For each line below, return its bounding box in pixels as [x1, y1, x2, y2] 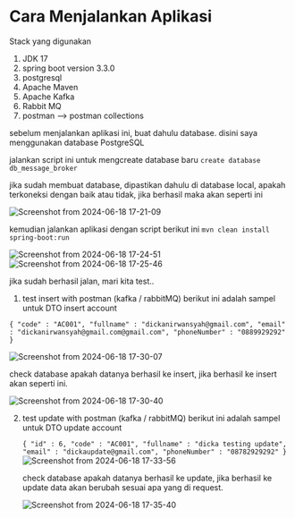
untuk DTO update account [21, 422, 122, 433]
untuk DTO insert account [21, 302, 118, 313]
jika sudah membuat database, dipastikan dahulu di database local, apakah [9, 179, 286, 190]
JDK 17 [21, 53, 48, 64]
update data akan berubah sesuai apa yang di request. [21, 481, 223, 493]
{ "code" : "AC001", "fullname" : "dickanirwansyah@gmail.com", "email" [9, 319, 286, 328]
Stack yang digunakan [9, 36, 92, 47]
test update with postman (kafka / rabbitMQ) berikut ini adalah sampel [21, 412, 281, 423]
